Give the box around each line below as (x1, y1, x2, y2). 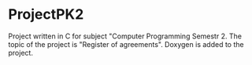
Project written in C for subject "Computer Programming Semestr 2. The (8, 31, 243, 41)
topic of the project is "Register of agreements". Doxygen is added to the (8, 39, 244, 49)
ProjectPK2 (8, 5, 84, 23)
